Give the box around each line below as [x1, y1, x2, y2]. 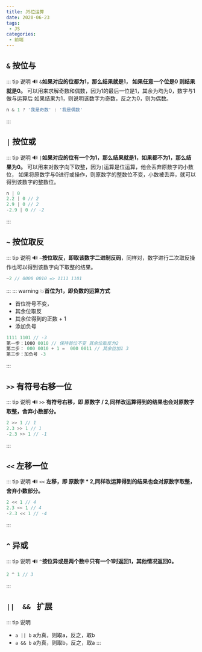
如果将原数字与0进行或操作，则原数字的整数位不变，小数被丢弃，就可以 [17, 171, 196, 178]
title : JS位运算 [6, 8, 45, 15]
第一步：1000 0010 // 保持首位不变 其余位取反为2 [6, 340, 119, 346]
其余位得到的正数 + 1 [14, 315, 66, 322]
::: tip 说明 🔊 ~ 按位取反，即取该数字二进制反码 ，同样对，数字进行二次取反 [6, 254, 190, 261]
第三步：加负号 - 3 [6, 351, 46, 357]
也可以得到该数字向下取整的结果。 [11, 263, 96, 271]
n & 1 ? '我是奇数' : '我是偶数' [6, 107, 83, 113]
